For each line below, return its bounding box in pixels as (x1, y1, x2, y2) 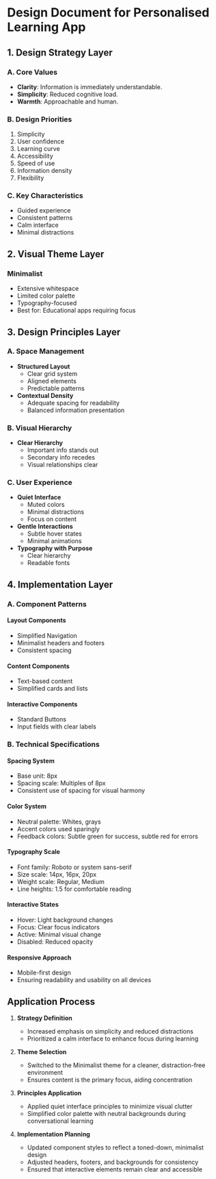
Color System (7, 802, 46, 811)
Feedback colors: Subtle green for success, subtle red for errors (16, 832, 198, 840)
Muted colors (27, 501, 65, 509)
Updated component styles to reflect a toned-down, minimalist (27, 1143, 204, 1152)
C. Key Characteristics (7, 191, 83, 200)
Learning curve (16, 145, 60, 153)
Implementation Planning (16, 1130, 90, 1139)
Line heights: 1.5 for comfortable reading (16, 885, 132, 893)
